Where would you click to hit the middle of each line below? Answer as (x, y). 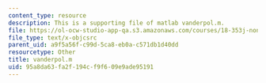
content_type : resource (47, 15)
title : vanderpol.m (40, 60)
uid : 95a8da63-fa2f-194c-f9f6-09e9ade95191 (81, 67)
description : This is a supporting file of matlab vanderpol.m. (116, 23)
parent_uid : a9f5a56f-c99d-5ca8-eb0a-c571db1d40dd (93, 45)
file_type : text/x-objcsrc (53, 38)
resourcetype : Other (42, 52)
